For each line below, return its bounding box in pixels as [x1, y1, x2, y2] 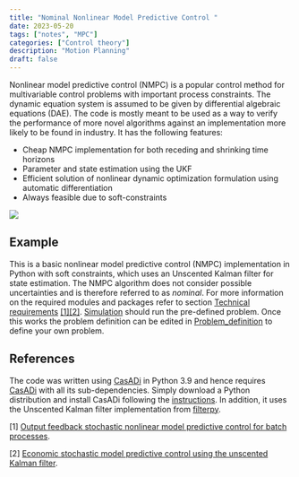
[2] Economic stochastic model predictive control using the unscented [9, 447, 269, 458]
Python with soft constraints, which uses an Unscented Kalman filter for [9, 268, 274, 279]
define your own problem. [9, 325, 105, 336]
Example [9, 235, 59, 250]
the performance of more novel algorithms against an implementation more [9, 117, 286, 128]
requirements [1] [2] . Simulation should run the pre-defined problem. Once [9, 306, 282, 317]
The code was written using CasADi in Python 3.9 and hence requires [9, 375, 266, 386]
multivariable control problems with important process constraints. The [9, 89, 271, 100]
